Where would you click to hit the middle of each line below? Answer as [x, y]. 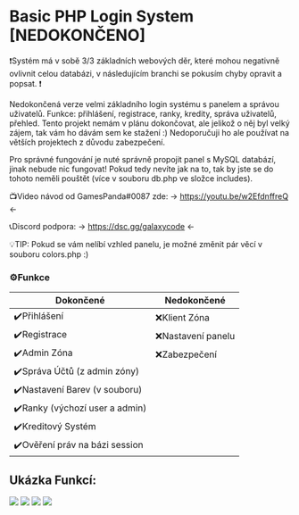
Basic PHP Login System [102, 17]
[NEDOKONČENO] [77, 35]
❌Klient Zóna [182, 317]
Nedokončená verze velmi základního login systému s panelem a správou [144, 104]
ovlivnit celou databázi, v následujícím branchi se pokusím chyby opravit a [146, 73]
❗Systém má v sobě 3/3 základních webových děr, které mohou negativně [145, 61]
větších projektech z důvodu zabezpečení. [87, 142]
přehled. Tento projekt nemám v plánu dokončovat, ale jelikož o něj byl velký [149, 123]
